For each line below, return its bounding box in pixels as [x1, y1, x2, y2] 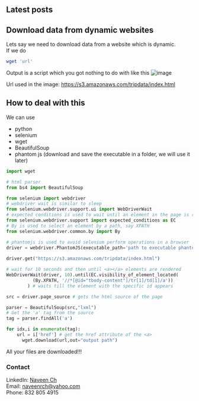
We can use [6, 113, 36, 121]
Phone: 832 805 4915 [6, 389, 59, 396]
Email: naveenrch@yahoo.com [6, 383, 81, 390]
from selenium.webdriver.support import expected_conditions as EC [6, 217, 176, 223]
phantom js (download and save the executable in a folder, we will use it [14, 150, 191, 157]
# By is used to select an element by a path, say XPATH [6, 223, 150, 229]
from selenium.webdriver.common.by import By [6, 228, 120, 234]
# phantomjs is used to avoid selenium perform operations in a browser [6, 239, 190, 245]
